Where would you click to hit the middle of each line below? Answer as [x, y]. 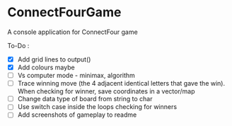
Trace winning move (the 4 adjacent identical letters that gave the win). [121, 84]
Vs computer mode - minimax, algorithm [76, 76]
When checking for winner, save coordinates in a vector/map [106, 91]
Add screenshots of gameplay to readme [77, 115]
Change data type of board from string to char [85, 99]
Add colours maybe [46, 67]
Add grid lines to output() [54, 59]
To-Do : [18, 45]
